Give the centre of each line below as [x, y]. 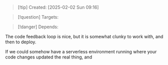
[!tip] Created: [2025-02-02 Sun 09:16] [58, 7]
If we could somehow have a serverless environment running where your [81, 52]
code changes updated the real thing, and [49, 57]
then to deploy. [21, 42]
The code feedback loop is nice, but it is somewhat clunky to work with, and [84, 37]
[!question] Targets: [38, 17]
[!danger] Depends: [38, 27]
